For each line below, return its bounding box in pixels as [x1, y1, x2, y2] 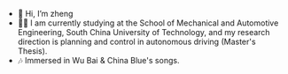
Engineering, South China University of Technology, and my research [17, 27, 270, 37]
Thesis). [17, 46, 48, 56]
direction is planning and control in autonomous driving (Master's [17, 36, 256, 47]
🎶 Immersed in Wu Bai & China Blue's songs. [17, 55, 180, 65]
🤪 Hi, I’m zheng [17, 9, 74, 18]
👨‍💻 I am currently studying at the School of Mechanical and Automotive [17, 18, 279, 28]
